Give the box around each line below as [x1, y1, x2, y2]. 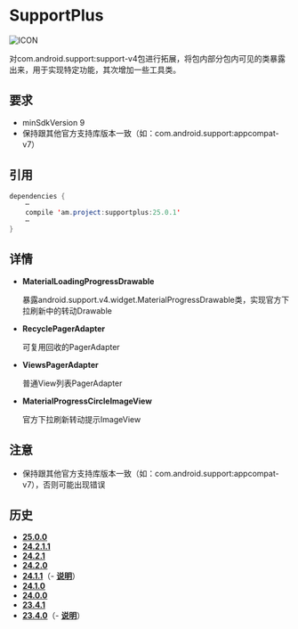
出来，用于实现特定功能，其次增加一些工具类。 [9, 64, 181, 75]
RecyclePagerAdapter [21, 323, 105, 334]
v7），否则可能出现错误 [21, 478, 106, 490]
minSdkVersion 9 [21, 117, 85, 127]
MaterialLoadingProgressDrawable [21, 275, 155, 286]
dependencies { [9, 192, 66, 200]
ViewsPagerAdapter [21, 359, 100, 370]
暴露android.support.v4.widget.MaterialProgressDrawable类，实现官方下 [21, 294, 290, 305]
